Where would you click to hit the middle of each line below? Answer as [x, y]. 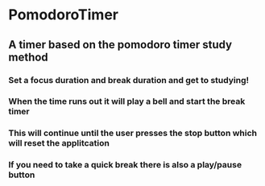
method [28, 57]
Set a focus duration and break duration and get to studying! [129, 80]
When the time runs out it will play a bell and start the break [127, 101]
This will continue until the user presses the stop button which [133, 133]
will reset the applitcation [59, 143]
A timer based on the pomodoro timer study [120, 45]
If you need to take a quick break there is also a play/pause [125, 165]
